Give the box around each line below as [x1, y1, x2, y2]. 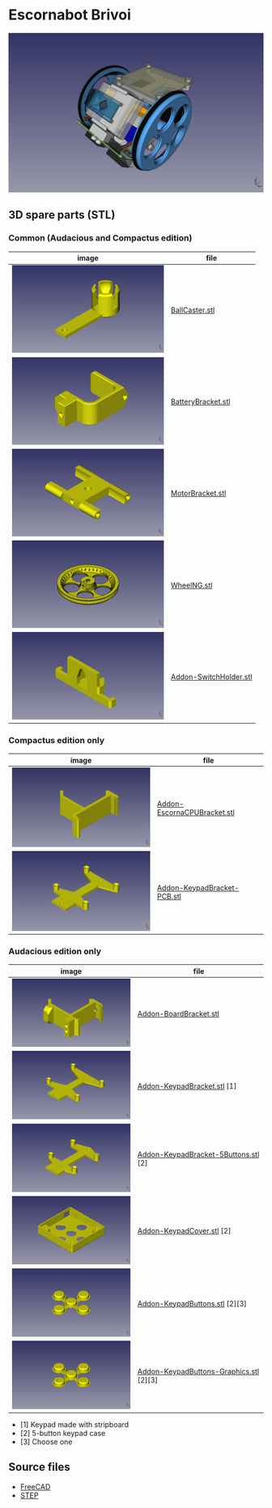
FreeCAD [19, 1481, 51, 1491]
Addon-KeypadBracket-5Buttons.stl [137, 1149, 260, 1159]
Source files [8, 1460, 70, 1474]
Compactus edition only [8, 734, 105, 746]
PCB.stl [156, 891, 182, 901]
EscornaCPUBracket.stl [156, 808, 235, 818]
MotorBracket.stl [171, 488, 227, 499]
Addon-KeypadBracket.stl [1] [137, 1081, 237, 1090]
